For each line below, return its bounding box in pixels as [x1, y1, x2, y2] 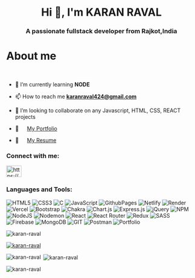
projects [14, 113, 36, 121]
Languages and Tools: [6, 185, 72, 194]
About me [6, 49, 57, 63]
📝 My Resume [14, 137, 57, 144]
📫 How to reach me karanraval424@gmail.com [14, 93, 137, 100]
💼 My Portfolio [14, 125, 57, 132]
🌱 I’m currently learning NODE [14, 81, 90, 88]
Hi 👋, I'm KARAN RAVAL [41, 5, 162, 19]
